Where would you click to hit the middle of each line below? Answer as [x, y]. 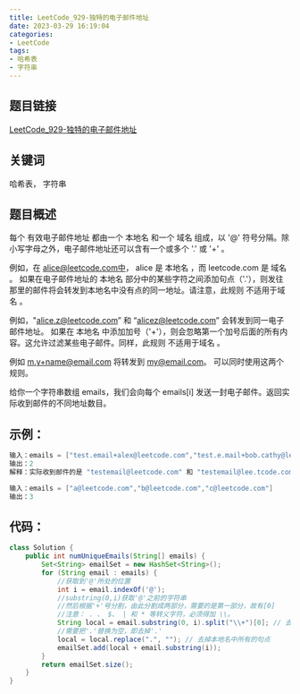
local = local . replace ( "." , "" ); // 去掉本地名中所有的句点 [163, 639]
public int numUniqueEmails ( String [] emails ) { [115, 556]
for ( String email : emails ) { [100, 573]
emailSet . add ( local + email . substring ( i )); [139, 647]
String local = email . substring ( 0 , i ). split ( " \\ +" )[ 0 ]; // [169, 623]
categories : [31, 34]
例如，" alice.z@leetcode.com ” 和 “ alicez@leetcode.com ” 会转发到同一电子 [147, 321]
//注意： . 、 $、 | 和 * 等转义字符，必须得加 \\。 [146, 614]
